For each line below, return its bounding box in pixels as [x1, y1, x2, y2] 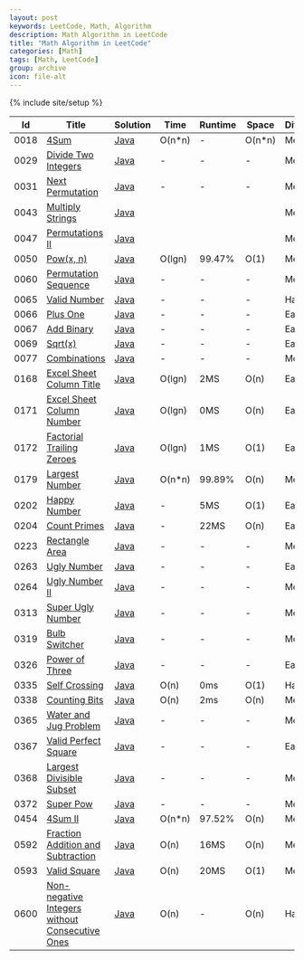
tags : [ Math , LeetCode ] [9, 55, 100, 64]
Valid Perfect [46, 734, 101, 746]
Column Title [46, 377, 101, 390]
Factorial [46, 430, 84, 442]
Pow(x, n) [46, 252, 88, 265]
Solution [114, 119, 152, 131]
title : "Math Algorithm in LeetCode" [9, 38, 152, 48]
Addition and [46, 838, 101, 851]
